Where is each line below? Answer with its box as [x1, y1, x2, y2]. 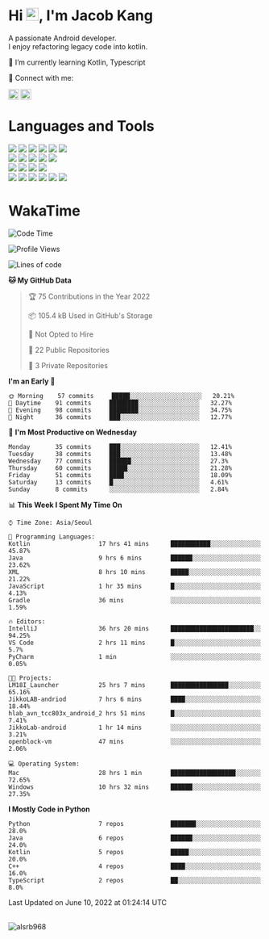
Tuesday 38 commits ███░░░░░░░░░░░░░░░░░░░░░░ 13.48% [8, 450, 232, 458]
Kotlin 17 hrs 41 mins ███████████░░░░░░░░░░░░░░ [8, 539, 262, 547]
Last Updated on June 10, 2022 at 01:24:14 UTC [8, 897, 168, 907]
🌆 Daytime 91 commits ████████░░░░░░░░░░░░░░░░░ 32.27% [8, 399, 232, 407]
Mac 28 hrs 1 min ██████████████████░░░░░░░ [8, 769, 262, 777]
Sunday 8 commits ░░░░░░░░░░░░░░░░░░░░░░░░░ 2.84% [8, 485, 229, 493]
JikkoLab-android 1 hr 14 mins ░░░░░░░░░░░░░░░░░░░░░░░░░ [8, 723, 262, 731]
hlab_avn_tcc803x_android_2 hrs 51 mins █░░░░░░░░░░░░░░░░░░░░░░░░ [8, 709, 262, 717]
